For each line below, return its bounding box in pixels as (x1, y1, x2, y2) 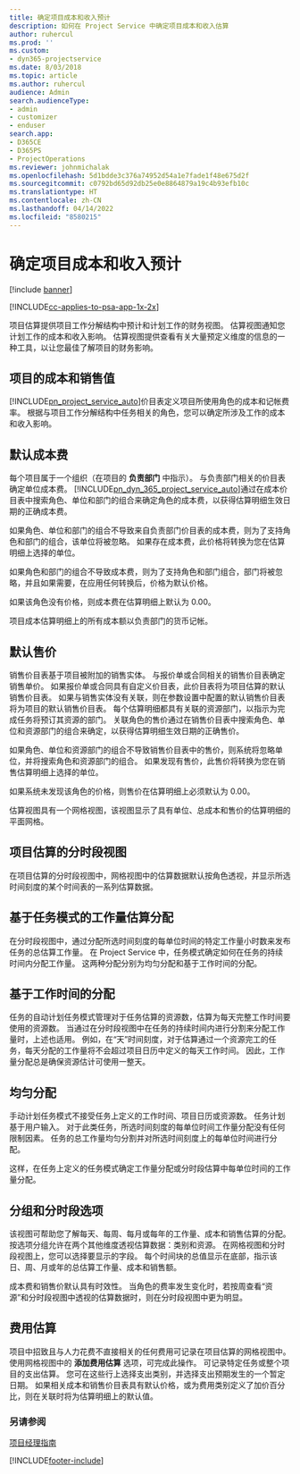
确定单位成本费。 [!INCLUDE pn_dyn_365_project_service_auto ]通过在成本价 (9, 484, 288, 494)
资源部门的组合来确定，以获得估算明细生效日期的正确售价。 (24, 726, 244, 736)
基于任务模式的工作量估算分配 (9, 910, 174, 925)
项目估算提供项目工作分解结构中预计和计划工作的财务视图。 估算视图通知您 (9, 319, 286, 331)
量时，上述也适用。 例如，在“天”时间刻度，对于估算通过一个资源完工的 (9, 1034, 270, 1045)
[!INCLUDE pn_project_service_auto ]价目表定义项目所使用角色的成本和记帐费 (9, 396, 290, 407)
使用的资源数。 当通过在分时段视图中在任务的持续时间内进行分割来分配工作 (9, 1023, 286, 1033)
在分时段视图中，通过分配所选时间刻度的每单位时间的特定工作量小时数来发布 (9, 935, 291, 946)
